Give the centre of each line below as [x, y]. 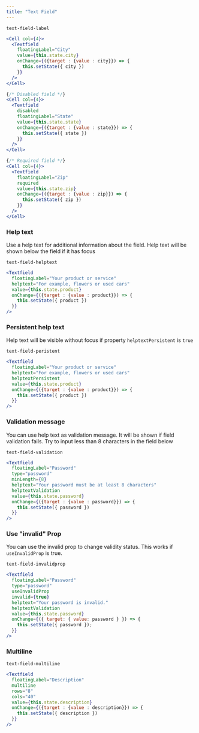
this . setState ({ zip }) [52, 200]
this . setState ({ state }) [54, 133]
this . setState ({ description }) [57, 714]
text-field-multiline [33, 664]
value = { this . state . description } [52, 702]
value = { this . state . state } [49, 122]
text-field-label [28, 28]
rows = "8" [22, 691]
